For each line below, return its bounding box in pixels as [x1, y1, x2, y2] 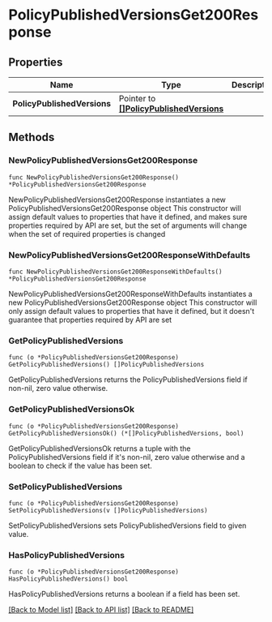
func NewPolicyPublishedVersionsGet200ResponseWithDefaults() [8, 268, 223, 276]
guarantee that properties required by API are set [8, 315, 172, 324]
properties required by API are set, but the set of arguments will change [8, 221, 248, 230]
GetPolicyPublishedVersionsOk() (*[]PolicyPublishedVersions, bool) [8, 429, 244, 437]
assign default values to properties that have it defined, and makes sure [8, 212, 248, 221]
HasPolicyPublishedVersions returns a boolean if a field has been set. [8, 590, 240, 599]
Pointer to [118, 93, 156, 104]
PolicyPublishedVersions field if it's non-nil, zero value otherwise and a [8, 452, 245, 461]
